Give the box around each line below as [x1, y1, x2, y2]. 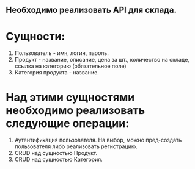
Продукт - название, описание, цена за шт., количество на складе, [14, 56, 190, 63]
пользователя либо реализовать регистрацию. [14, 143, 138, 150]
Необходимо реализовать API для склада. [6, 5, 177, 15]
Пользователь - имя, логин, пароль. [14, 49, 109, 57]
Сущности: [6, 29, 65, 43]
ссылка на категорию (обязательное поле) [14, 62, 127, 70]
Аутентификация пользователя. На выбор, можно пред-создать [14, 137, 182, 144]
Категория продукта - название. [14, 69, 99, 76]
